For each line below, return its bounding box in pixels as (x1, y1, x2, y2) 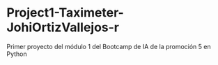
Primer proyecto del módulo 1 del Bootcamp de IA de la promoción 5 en (6, 42, 212, 50)
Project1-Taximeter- (6, 5, 125, 21)
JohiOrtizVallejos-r (6, 19, 120, 35)
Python (6, 50, 27, 58)
